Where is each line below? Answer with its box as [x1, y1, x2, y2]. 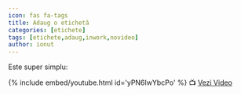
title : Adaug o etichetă [8, 19, 89, 27]
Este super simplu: [8, 62, 68, 71]
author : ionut [8, 41, 55, 49]
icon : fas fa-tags [8, 11, 68, 20]
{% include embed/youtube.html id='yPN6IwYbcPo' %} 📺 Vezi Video [8, 78, 233, 87]
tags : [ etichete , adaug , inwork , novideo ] [8, 33, 139, 42]
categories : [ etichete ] [8, 26, 86, 34]
